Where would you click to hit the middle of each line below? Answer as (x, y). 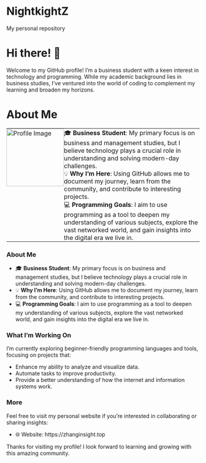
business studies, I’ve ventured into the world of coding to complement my (101, 83)
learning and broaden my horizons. (51, 90)
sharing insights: (27, 422)
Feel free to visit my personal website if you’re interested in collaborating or (102, 416)
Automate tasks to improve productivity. (66, 373)
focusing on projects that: (39, 355)
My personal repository (36, 28)
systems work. (34, 387)
